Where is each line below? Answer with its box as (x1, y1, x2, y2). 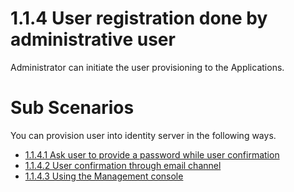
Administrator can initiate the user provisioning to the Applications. (10, 61, 285, 73)
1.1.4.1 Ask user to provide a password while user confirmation (24, 148, 280, 161)
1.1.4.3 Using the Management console (24, 170, 184, 182)
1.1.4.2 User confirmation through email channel (24, 159, 222, 171)
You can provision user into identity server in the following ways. (10, 129, 277, 141)
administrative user (10, 28, 176, 51)
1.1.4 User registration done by (10, 7, 268, 30)
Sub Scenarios (10, 97, 135, 119)
